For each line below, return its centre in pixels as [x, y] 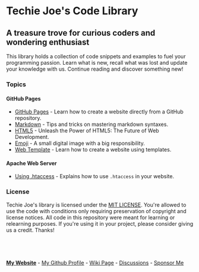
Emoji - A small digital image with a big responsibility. [80, 143]
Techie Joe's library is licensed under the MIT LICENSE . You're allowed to [96, 205]
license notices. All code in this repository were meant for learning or [91, 217]
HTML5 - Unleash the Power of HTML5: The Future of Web [87, 131]
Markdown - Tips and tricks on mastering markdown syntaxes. [91, 124]
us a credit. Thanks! [30, 230]
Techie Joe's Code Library [72, 11]
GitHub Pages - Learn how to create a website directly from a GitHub [99, 112]
